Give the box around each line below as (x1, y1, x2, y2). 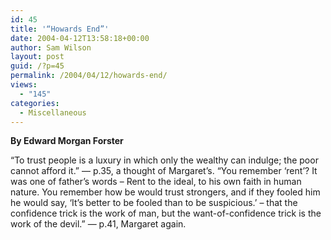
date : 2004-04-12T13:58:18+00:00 (10, 33, 150, 43)
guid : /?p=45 (10, 61, 65, 71)
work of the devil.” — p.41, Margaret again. (10, 218, 187, 230)
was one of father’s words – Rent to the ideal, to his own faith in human (10, 176, 302, 188)
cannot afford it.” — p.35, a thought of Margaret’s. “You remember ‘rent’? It (10, 165, 318, 177)
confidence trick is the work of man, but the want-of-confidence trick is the (10, 207, 322, 220)
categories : (10, 98, 60, 108)
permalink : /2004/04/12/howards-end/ (10, 71, 168, 81)
